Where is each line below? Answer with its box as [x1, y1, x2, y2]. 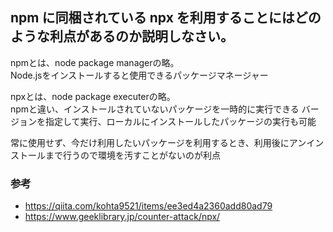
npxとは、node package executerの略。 [10, 90, 176, 102]
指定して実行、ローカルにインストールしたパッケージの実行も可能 [44, 115, 317, 127]
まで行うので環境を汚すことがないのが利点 [44, 149, 221, 161]
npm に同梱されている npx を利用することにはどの [10, 9, 322, 27]
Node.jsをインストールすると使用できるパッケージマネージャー [10, 69, 269, 81]
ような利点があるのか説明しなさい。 [10, 28, 234, 45]
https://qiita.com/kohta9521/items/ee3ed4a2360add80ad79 [24, 200, 273, 212]
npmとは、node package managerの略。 [10, 56, 180, 68]
